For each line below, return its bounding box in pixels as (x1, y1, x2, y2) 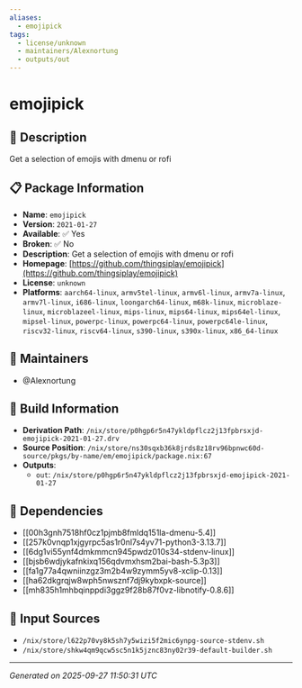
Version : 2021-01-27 (22, 218, 97, 230)
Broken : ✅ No (22, 238, 75, 249)
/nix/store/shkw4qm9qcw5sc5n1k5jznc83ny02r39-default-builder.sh (22, 646, 272, 656)
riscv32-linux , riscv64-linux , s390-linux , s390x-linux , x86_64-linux (22, 325, 279, 336)
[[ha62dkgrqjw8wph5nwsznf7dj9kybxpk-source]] (22, 575, 207, 586)
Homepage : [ (22, 258, 73, 268)
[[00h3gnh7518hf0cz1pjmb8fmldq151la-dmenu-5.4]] (22, 528, 217, 539)
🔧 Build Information (9, 402, 120, 417)
